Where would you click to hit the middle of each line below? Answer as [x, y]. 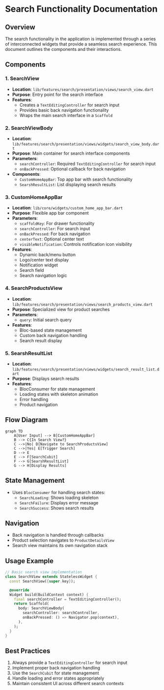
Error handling [34, 399]
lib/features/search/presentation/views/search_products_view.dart [82, 305]
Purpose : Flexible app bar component [50, 213]
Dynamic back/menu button [47, 255]
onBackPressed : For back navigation [55, 234]
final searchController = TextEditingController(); [68, 599]
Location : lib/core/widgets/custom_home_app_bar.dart [68, 208]
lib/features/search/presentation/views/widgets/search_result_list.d [86, 369]
